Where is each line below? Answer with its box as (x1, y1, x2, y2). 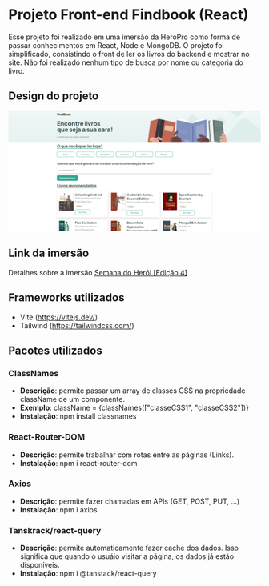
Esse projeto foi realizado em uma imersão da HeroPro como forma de (8, 32, 241, 42)
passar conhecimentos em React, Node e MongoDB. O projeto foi (8, 40, 224, 50)
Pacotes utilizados (8, 343, 102, 357)
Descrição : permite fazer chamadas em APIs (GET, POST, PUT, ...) (19, 496, 240, 506)
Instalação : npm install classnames (19, 411, 137, 421)
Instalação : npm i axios (19, 504, 98, 514)
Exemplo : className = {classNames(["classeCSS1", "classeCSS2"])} (19, 403, 250, 413)
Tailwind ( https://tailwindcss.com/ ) (19, 320, 134, 330)
